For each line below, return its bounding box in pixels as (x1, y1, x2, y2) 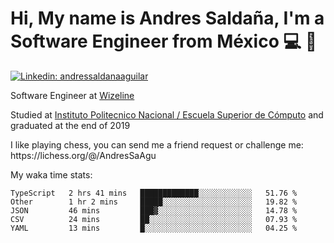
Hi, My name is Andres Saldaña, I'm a (10, 7, 325, 30)
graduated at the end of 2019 (10, 119, 131, 131)
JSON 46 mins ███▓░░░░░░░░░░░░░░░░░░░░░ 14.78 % (10, 205, 298, 216)
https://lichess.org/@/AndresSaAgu (10, 149, 157, 161)
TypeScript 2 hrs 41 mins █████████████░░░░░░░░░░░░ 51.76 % (10, 188, 298, 198)
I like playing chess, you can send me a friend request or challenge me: (10, 138, 304, 151)
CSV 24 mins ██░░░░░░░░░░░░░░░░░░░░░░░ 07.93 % (10, 214, 298, 224)
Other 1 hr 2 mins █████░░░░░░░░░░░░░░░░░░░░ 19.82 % (10, 197, 298, 207)
